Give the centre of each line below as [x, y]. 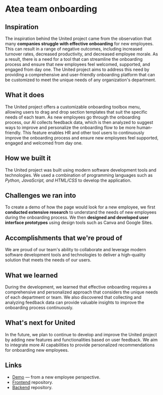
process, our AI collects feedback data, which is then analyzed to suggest [79, 122]
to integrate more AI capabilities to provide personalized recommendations [80, 345]
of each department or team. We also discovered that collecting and [73, 297]
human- [145, 127]
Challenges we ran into [41, 196]
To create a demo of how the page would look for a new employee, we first [80, 207]
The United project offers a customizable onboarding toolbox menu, [73, 107]
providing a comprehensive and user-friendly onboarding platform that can [80, 75]
